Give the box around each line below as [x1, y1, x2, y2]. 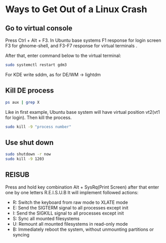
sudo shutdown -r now [5, 151, 51, 157]
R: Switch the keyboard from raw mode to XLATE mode [12, 199, 128, 205]
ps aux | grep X [5, 100, 40, 105]
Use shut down [5, 138, 54, 147]
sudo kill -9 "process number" [5, 124, 72, 129]
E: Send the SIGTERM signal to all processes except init [12, 204, 128, 210]
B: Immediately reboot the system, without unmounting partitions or [12, 226, 154, 232]
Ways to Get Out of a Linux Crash [5, 4, 147, 15]
